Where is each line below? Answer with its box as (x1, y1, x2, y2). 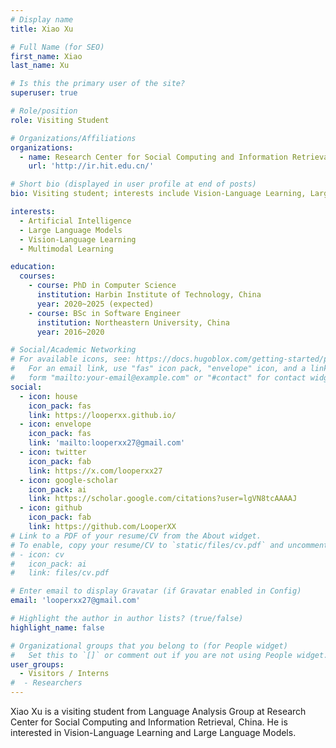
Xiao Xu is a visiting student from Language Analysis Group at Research (10, 706, 307, 717)
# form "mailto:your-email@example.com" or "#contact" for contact (10, 373, 307, 383)
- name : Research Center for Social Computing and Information (19, 152, 288, 162)
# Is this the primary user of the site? (10, 79, 186, 89)
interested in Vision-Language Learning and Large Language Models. (10, 727, 297, 738)
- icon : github (19, 503, 83, 513)
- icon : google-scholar (19, 475, 118, 485)
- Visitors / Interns (19, 669, 110, 679)
